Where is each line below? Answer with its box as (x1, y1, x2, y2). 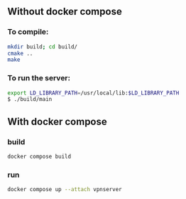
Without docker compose (7, 6, 122, 18)
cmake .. (7, 50, 33, 57)
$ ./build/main (7, 96, 53, 103)
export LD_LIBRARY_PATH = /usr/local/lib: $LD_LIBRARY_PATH (7, 89, 180, 97)
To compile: (7, 27, 49, 37)
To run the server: (7, 73, 71, 83)
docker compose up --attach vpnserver (7, 186, 122, 193)
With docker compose (7, 115, 108, 127)
